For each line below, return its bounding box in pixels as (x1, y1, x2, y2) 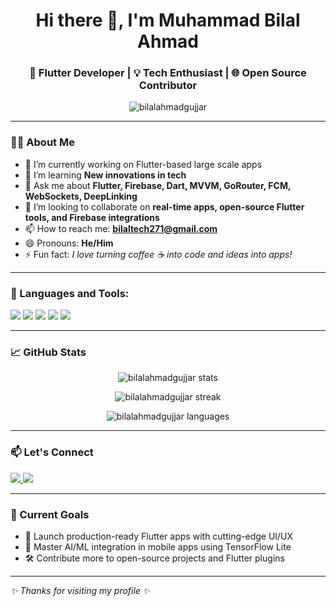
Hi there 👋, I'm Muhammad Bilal (35, 9, 301, 32)
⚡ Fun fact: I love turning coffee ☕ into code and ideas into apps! (24, 248, 293, 260)
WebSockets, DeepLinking (24, 190, 138, 202)
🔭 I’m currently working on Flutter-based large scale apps (24, 158, 263, 170)
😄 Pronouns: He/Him (24, 237, 114, 249)
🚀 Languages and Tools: (10, 286, 130, 300)
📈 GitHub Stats (10, 345, 87, 359)
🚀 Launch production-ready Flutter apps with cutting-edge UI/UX (24, 530, 294, 542)
